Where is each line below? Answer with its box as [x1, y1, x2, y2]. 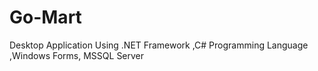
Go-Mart [9, 6, 82, 29]
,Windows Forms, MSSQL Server [9, 49, 145, 61]
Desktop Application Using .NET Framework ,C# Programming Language [9, 39, 309, 51]
